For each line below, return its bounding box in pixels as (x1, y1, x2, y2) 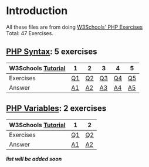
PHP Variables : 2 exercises (6, 104, 107, 114)
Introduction (6, 4, 68, 18)
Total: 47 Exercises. (6, 29, 54, 36)
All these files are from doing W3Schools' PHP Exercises (6, 23, 143, 30)
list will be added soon (6, 155, 62, 162)
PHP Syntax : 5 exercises (6, 47, 98, 57)
